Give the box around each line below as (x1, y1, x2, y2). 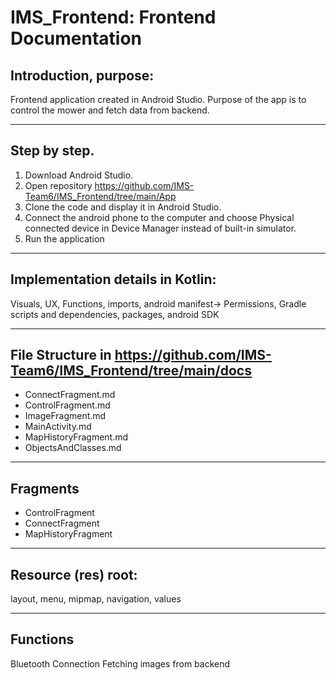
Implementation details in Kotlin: (10, 271, 217, 288)
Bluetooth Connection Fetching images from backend (10, 657, 231, 670)
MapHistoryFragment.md (24, 431, 129, 443)
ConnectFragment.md (24, 389, 116, 401)
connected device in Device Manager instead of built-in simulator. (24, 222, 297, 234)
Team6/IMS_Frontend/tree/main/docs (10, 362, 252, 380)
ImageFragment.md (24, 410, 107, 422)
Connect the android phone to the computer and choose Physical (24, 211, 295, 223)
